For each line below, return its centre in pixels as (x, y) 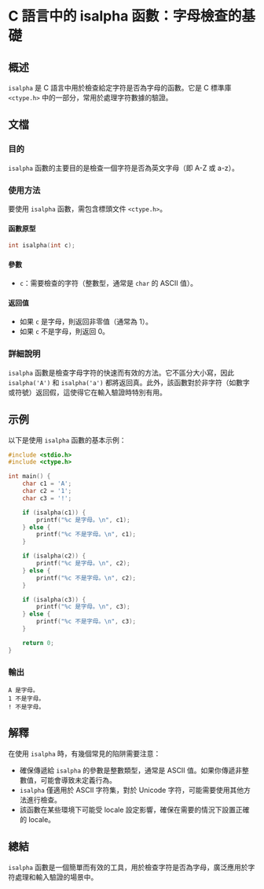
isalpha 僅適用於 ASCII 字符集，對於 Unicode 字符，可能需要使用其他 (132, 790)
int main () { (29, 476)
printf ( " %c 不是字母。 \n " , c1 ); (86, 535)
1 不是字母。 (26, 698)
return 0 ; (38, 643)
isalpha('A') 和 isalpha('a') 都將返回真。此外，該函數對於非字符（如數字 (129, 382)
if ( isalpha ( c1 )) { (54, 513)
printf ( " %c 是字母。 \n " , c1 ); (84, 520)
